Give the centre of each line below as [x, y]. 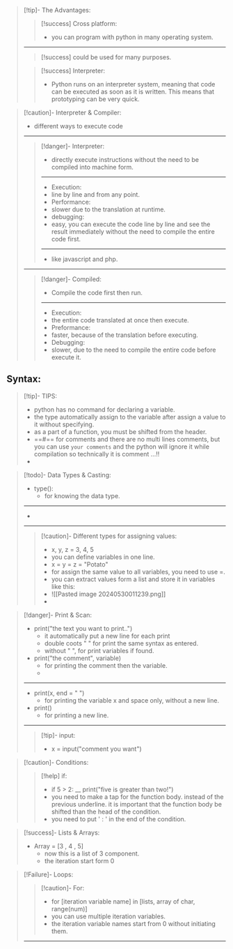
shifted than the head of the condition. [106, 812]
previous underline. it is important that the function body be [136, 804]
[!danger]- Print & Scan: [57, 615]
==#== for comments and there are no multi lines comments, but [127, 439]
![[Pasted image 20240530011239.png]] [109, 594]
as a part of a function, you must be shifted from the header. [120, 431]
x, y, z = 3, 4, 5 [73, 549]
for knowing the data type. [82, 495]
